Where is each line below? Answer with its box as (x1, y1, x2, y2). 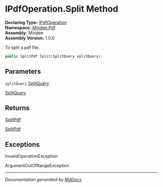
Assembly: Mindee (5, 30, 44, 36)
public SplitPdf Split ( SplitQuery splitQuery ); (5, 54, 103, 59)
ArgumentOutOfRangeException (5, 163, 69, 168)
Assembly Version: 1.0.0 (5, 35, 55, 41)
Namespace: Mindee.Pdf (5, 24, 56, 30)
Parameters (5, 67, 41, 76)
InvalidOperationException (5, 153, 58, 159)
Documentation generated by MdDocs (5, 177, 81, 183)
